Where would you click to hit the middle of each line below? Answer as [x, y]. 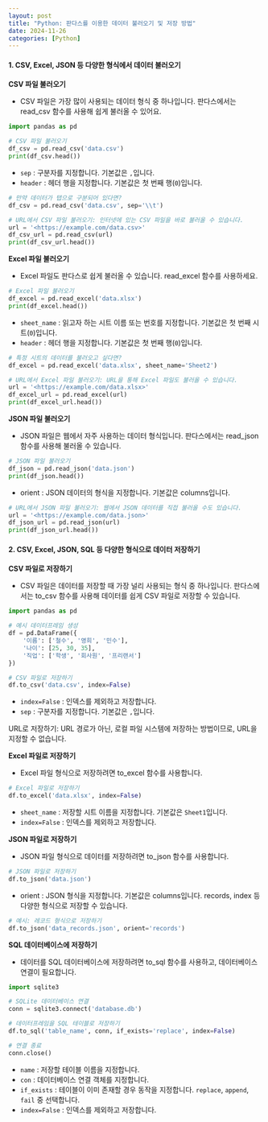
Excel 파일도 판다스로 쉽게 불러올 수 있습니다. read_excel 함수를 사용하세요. [139, 276]
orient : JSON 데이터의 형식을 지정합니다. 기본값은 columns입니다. [125, 493]
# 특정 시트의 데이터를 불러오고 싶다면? [65, 358]
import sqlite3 [34, 987]
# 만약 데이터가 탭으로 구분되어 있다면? [65, 198]
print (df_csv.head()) [45, 157]
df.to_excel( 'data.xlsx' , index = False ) [75, 796]
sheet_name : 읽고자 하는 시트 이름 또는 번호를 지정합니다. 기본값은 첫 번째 [135, 322]
